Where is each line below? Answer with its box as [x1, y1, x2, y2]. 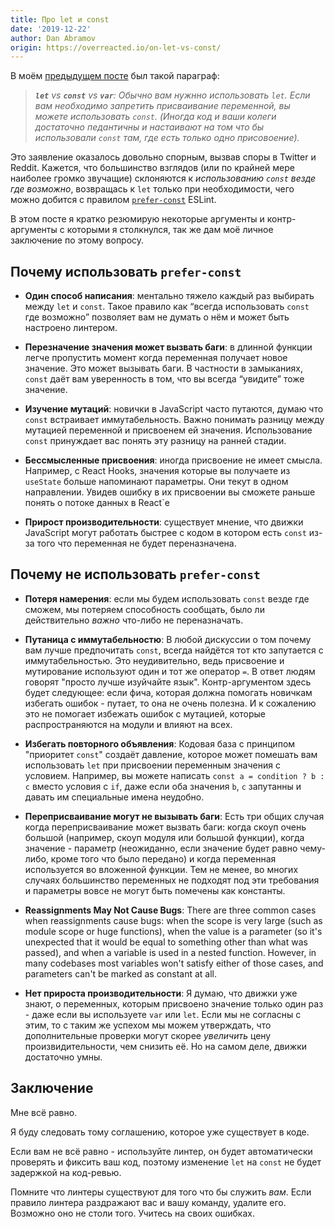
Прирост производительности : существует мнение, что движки [24, 516, 304, 528]
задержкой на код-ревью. [10, 1166, 122, 1178]
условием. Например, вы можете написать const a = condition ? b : [24, 769, 325, 781]
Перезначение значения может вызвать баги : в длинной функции [24, 341, 313, 353]
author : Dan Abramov [10, 33, 97, 43]
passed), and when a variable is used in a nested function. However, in [24, 946, 317, 958]
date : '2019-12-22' [10, 24, 92, 34]
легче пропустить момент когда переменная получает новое [24, 352, 288, 364]
